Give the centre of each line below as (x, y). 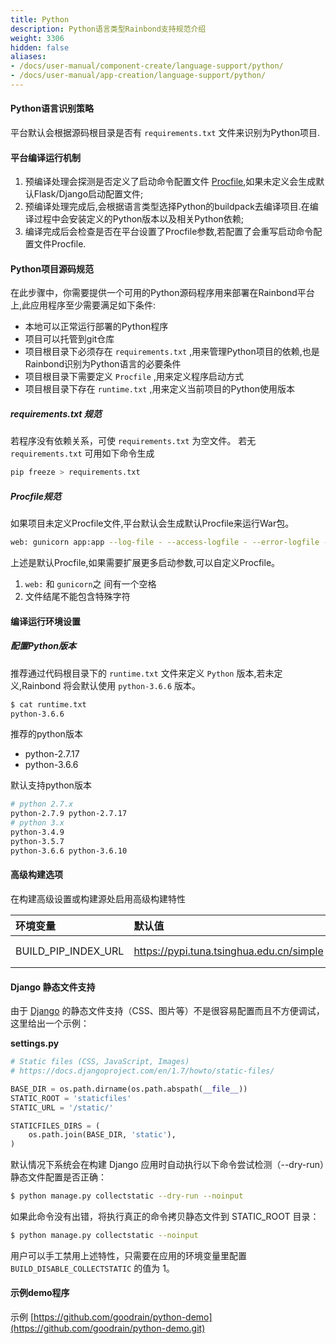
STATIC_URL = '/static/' (62, 1107)
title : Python (40, 19)
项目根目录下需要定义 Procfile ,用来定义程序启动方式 (134, 377)
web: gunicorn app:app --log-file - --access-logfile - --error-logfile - (169, 542)
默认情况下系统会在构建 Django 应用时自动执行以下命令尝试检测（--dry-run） (167, 1165)
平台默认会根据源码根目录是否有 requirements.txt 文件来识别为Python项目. (165, 133)
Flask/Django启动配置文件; (88, 194)
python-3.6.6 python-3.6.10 (69, 851)
